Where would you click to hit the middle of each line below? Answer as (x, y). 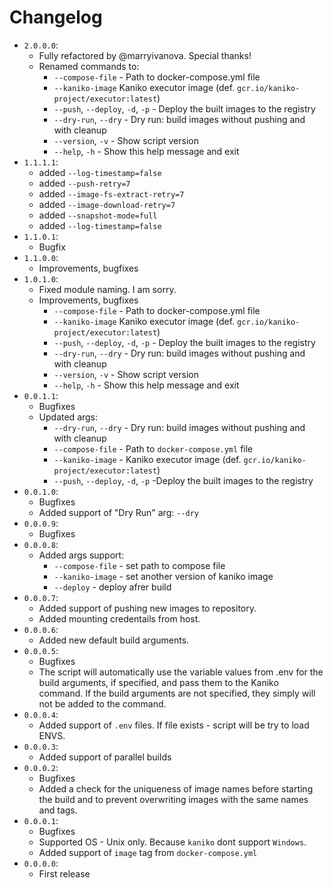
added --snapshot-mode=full (98, 215)
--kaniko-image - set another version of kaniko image (163, 576)
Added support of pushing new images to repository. (147, 608)
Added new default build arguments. (114, 640)
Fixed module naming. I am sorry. (107, 289)
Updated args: (68, 417)
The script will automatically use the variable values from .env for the (181, 672)
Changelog (56, 17)
